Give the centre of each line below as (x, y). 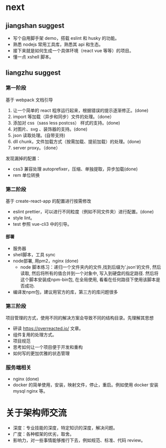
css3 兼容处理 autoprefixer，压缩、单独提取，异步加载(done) (75, 169)
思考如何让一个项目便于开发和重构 (48, 347)
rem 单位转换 (26, 175)
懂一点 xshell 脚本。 (33, 57)
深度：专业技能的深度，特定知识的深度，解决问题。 (65, 428)
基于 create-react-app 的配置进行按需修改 (48, 201)
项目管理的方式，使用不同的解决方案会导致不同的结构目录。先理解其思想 (80, 318)
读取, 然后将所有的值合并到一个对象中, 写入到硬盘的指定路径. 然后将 (89, 274)
